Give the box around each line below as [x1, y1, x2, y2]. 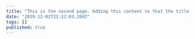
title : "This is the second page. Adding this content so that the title [6, 8, 190, 14]
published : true [6, 24, 46, 30]
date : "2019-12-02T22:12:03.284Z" [6, 14, 90, 19]
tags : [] [6, 19, 27, 25]
